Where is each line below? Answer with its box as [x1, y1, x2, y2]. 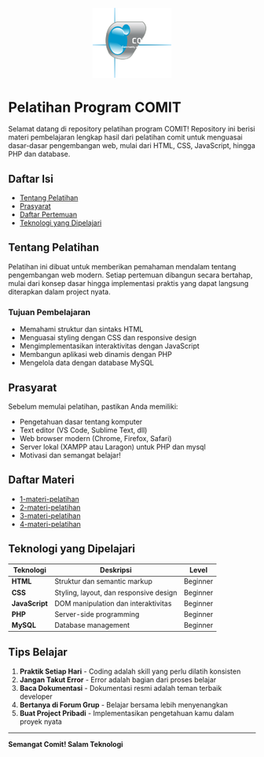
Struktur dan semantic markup [54, 577, 153, 586]
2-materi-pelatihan [19, 503, 81, 512]
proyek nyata [19, 717, 63, 726]
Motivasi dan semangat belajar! [19, 451, 122, 460]
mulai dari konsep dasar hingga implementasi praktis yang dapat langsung [8, 278, 249, 288]
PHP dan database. [8, 150, 71, 159]
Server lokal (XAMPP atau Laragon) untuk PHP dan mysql [19, 442, 206, 452]
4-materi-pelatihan [19, 519, 81, 529]
